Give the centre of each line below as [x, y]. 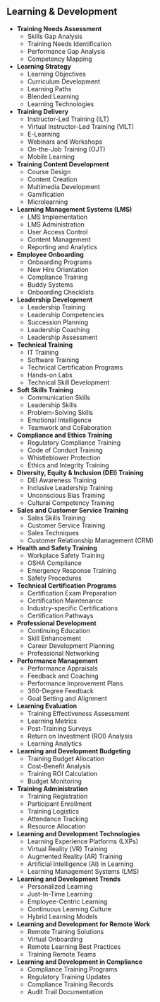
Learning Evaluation [47, 706]
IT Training [43, 352]
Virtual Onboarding [55, 939]
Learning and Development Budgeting [74, 751]
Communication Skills [59, 397]
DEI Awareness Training [62, 480]
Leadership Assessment [62, 337]
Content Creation [52, 179]
